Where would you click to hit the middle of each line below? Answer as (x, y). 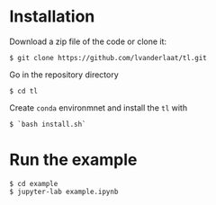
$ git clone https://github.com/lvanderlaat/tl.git (108, 58)
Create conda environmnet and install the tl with (98, 107)
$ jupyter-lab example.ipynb (64, 192)
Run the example (73, 160)
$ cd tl (24, 91)
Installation (52, 17)
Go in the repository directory (64, 75)
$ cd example (34, 183)
